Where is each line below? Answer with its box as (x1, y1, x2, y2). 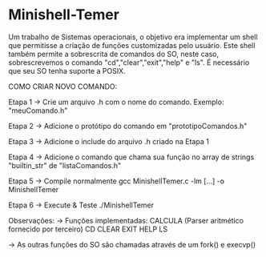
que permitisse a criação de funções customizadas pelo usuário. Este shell (8, 40, 256, 50)
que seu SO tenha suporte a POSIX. (8, 66, 126, 75)
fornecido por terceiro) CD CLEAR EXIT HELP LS (8, 224, 168, 234)
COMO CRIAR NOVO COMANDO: (8, 82, 118, 91)
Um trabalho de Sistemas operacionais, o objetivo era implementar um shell (8, 32, 258, 42)
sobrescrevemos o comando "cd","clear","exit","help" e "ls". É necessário (8, 58, 250, 67)
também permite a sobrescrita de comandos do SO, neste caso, (8, 49, 219, 58)
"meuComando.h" (8, 106, 68, 115)
